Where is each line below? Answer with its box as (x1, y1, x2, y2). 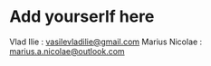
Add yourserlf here (9, 6, 155, 27)
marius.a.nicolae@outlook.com (9, 45, 125, 56)
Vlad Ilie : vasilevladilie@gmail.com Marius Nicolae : (9, 36, 203, 47)
